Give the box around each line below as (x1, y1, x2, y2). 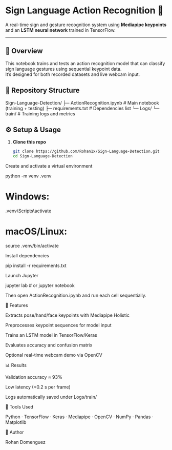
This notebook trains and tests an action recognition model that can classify (5, 60, 165, 66)
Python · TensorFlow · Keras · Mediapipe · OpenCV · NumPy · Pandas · (5, 414, 154, 420)
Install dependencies (5, 253, 50, 258)
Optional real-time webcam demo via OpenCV (5, 352, 102, 358)
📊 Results (5, 362, 27, 368)
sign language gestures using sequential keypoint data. (5, 66, 122, 72)
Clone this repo (12, 139, 46, 145)
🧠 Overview (5, 47, 43, 55)
